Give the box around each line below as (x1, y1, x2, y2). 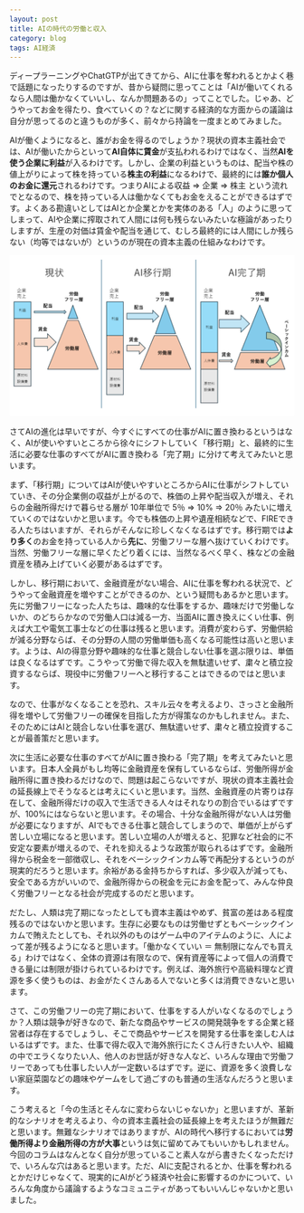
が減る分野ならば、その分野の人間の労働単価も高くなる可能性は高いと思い (9, 634, 287, 645)
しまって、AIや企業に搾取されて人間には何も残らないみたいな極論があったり (9, 214, 294, 225)
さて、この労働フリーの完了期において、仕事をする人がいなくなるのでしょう (9, 1005, 294, 1016)
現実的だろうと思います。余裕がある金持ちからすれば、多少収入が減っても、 (9, 864, 292, 875)
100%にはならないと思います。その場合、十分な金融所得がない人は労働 (24, 808, 291, 819)
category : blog (9, 33, 67, 43)
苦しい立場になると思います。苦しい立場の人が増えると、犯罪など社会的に (9, 831, 286, 842)
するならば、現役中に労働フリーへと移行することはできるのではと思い (16, 668, 279, 679)
